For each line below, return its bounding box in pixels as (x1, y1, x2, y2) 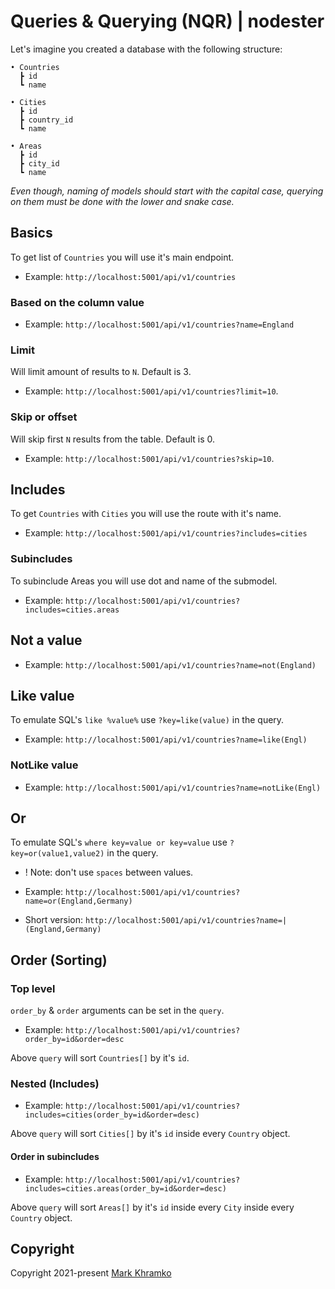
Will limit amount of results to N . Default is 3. (10, 366, 192, 378)
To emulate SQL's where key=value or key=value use (10, 836, 228, 849)
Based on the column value (10, 295, 145, 309)
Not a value (10, 632, 83, 649)
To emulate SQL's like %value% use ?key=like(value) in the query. (10, 714, 285, 726)
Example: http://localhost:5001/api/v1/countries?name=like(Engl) (24, 733, 308, 745)
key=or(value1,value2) (10, 849, 105, 859)
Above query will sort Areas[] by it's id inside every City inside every (10, 1201, 295, 1213)
